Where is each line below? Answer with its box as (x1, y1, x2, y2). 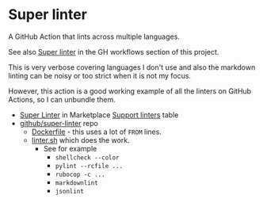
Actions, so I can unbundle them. (8, 94, 116, 104)
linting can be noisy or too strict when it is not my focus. (8, 71, 192, 80)
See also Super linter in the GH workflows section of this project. (8, 47, 219, 56)
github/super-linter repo (19, 118, 99, 128)
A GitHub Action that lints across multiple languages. (8, 32, 181, 41)
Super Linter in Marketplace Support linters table (19, 109, 179, 120)
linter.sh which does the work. (31, 135, 130, 144)
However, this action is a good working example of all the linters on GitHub (8, 86, 252, 96)
